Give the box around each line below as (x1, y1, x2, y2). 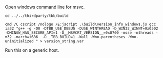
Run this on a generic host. (5, 47, 60, 53)
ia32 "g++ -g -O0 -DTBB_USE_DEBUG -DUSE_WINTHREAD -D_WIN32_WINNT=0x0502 (5, 26, 159, 31)
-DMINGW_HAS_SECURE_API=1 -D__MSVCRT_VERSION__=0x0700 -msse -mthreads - (5, 30, 159, 35)
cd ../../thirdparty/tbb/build (5, 14, 69, 18)
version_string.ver (44, 39, 84, 43)
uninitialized (5, 39, 34, 43)
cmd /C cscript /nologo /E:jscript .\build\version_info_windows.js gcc (5, 22, 156, 27)
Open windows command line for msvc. (5, 4, 85, 10)
